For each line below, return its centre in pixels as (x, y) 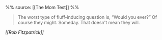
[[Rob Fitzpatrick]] (25, 32)
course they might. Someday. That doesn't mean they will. (79, 23)
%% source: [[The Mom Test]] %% (42, 7)
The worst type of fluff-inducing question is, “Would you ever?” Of (87, 17)
